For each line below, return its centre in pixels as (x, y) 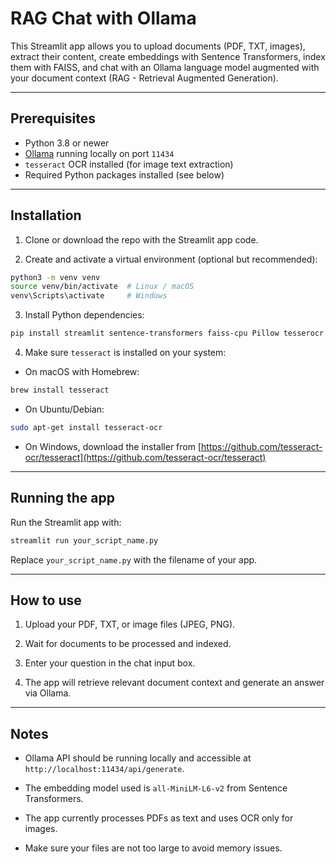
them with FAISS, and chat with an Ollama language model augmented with (165, 67)
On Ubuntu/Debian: (64, 409)
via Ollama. (48, 693)
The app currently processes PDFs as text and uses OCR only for (159, 818)
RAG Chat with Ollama (103, 18)
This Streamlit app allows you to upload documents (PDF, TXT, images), (158, 46)
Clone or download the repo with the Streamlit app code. (141, 239)
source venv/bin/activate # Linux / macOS (102, 287)
